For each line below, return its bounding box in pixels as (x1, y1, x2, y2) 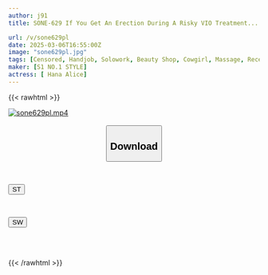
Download (110, 140, 158, 152)
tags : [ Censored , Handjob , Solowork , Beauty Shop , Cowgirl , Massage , (8, 56, 245, 64)
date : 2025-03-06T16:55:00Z (8, 41, 102, 49)
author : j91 (8, 11, 48, 20)
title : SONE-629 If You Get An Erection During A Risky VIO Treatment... (8, 19, 259, 27)
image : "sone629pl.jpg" (8, 49, 88, 57)
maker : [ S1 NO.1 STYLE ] (8, 63, 88, 72)
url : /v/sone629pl (8, 33, 69, 41)
